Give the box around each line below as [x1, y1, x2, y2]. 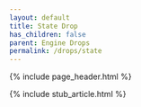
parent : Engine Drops [9, 38, 91, 48]
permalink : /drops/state [9, 47, 102, 56]
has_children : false [9, 30, 87, 39]
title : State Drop [9, 22, 78, 31]
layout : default [9, 13, 70, 22]
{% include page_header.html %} [9, 71, 132, 82]
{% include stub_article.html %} [9, 89, 127, 100]
